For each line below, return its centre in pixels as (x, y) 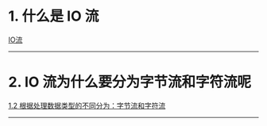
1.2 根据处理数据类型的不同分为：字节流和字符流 (87, 105)
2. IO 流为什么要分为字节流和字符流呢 (130, 82)
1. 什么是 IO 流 (54, 16)
